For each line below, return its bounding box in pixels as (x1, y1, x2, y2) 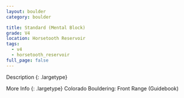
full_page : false (6, 57, 49, 63)
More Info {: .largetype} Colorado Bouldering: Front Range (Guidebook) (6, 85, 179, 92)
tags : (6, 41, 19, 47)
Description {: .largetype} (6, 73, 68, 80)
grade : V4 (6, 30, 31, 36)
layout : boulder (6, 8, 46, 15)
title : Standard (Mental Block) (6, 25, 86, 31)
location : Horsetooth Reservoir (6, 36, 86, 42)
